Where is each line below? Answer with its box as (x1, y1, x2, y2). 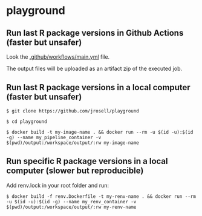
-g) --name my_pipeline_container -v (6, 134, 102, 140)
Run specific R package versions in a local (6, 156, 168, 166)
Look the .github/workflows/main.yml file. (6, 53, 110, 61)
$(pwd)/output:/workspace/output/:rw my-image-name (6, 140, 139, 146)
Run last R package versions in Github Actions (6, 28, 184, 38)
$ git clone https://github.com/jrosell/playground (6, 108, 139, 114)
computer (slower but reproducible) (6, 166, 144, 176)
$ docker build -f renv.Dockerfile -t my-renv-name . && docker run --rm (6, 193, 197, 200)
